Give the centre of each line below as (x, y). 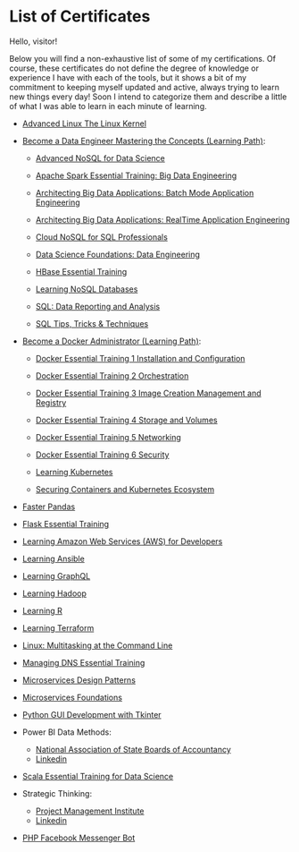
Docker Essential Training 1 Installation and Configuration (140, 358)
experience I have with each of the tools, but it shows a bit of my (128, 77)
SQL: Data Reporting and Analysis (98, 306)
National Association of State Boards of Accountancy (133, 749)
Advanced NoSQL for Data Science (100, 158)
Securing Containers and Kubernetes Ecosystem (125, 489)
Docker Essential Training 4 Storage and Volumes (126, 420)
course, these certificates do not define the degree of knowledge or (134, 68)
